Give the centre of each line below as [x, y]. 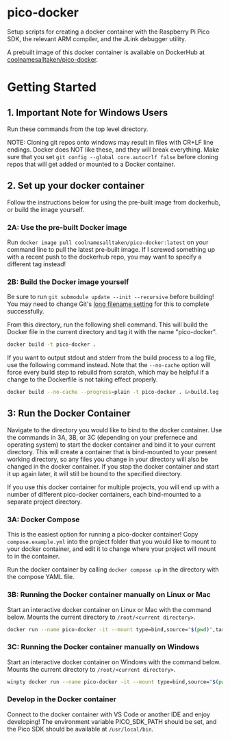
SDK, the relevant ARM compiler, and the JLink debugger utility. [97, 38]
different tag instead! [37, 264]
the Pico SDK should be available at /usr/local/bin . [80, 729]
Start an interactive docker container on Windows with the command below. [114, 662]
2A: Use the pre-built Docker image [67, 227]
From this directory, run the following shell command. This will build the [108, 325]
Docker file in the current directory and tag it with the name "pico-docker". [112, 332]
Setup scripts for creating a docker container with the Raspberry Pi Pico [108, 32]
